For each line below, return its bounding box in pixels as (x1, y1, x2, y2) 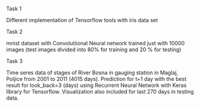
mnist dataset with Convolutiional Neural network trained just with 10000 (6, 40, 185, 46)
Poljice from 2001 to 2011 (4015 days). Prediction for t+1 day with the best (6, 76, 187, 82)
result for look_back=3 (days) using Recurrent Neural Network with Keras (6, 82, 187, 89)
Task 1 (6, 5, 22, 12)
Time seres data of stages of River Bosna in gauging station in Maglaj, (6, 69, 179, 76)
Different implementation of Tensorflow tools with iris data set (6, 17, 158, 23)
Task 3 (6, 58, 23, 64)
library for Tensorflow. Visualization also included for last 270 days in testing (6, 88, 194, 95)
